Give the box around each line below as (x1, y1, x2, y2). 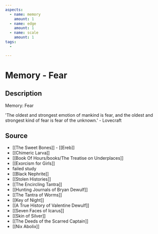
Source (5, 132, 28, 140)
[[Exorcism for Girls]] (12, 160, 55, 166)
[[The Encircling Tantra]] (12, 182, 63, 187)
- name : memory (9, 12, 41, 17)
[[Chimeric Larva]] (12, 150, 50, 156)
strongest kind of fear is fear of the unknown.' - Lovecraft (5, 117, 122, 123)
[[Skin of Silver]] (12, 213, 46, 219)
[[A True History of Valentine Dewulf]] (12, 202, 89, 208)
